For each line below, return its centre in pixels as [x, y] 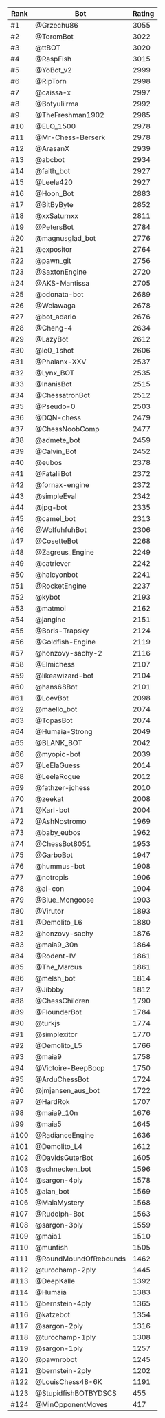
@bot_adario [56, 317]
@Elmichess [55, 664]
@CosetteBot [57, 541]
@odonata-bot [59, 294]
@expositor [54, 249]
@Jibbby [49, 989]
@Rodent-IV [56, 956]
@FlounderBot [59, 1012]
